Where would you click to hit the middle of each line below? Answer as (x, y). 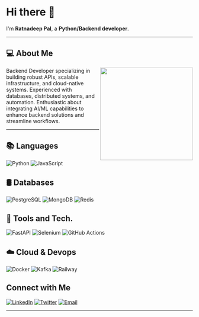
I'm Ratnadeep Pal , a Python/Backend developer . (68, 28)
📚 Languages (32, 146)
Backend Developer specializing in (48, 71)
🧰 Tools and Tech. (40, 218)
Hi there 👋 (31, 12)
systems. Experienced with (39, 89)
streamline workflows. (33, 121)
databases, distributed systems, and (50, 96)
